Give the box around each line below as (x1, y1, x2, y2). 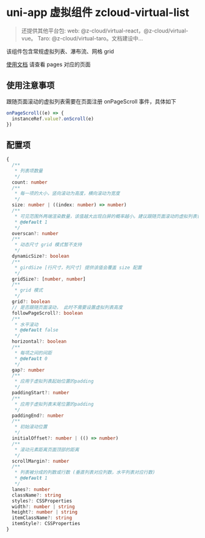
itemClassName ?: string (12, 515, 72, 521)
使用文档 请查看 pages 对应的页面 (6, 61, 91, 68)
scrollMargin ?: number (12, 458, 70, 464)
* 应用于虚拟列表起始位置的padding (14, 378, 94, 384)
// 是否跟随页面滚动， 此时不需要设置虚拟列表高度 (12, 304, 123, 310)
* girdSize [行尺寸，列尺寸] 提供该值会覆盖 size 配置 (14, 264, 142, 271)
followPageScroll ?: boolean (12, 310, 84, 316)
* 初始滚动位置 (14, 424, 48, 430)
